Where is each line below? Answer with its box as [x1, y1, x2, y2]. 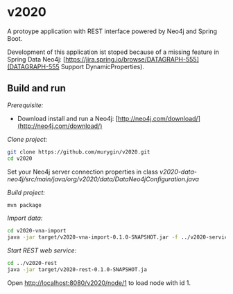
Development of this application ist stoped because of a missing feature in [7, 48, 220, 56]
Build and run [7, 82, 66, 94]
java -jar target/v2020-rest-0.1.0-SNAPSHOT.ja [7, 266, 148, 273]
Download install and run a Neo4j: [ [17, 114, 119, 122]
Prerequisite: [7, 101, 44, 109]
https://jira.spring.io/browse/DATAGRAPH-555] [65, 55, 199, 63]
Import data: [7, 214, 43, 222]
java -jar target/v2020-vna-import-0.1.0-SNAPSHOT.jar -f [7, 234, 178, 241]
